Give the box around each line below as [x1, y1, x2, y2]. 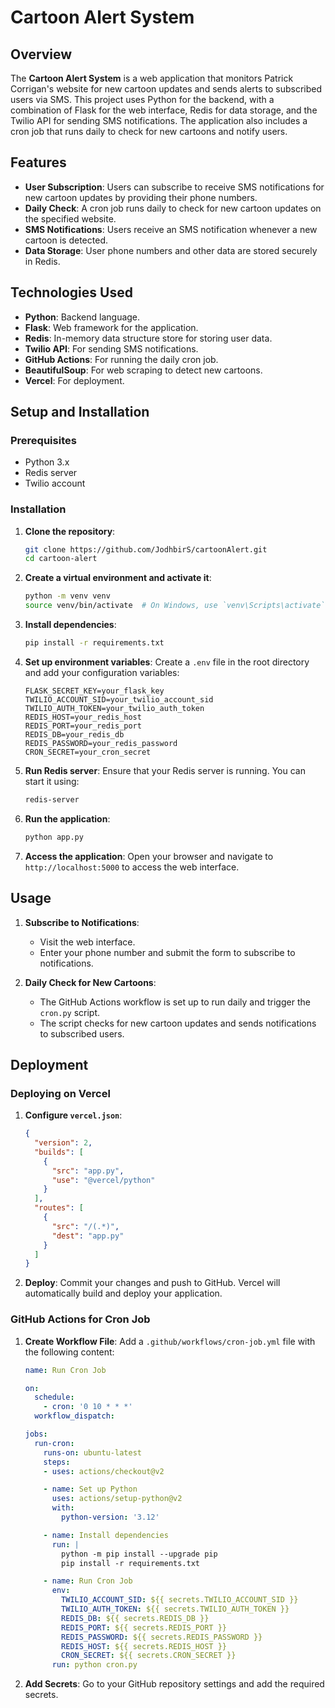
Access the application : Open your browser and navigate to [24, 850, 274, 862]
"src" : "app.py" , [51, 1166, 125, 1176]
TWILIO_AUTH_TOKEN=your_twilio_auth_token [24, 703, 205, 713]
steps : [43, 1457, 71, 1467]
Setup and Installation [10, 404, 150, 421]
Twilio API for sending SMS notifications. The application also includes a [10, 115, 308, 126]
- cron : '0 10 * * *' [43, 1402, 133, 1412]
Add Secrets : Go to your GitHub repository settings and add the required [24, 1678, 325, 1690]
